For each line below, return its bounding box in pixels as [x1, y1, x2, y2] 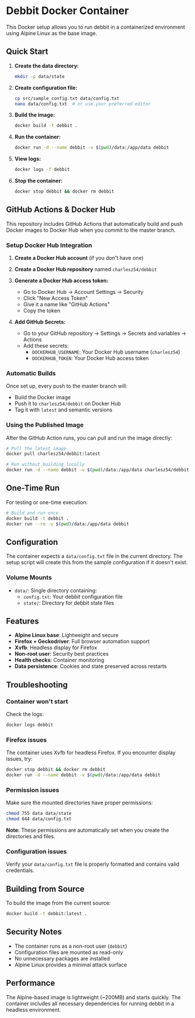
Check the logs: [6, 711, 44, 718]
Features [6, 616, 39, 626]
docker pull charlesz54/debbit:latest [6, 451, 100, 457]
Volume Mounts [6, 574, 53, 582]
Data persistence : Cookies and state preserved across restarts [14, 663, 167, 670]
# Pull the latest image [6, 445, 67, 451]
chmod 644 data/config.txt [6, 816, 72, 822]
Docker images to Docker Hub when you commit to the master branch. [6, 227, 176, 234]
